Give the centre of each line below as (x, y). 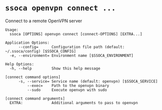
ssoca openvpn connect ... (61, 8)
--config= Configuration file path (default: (71, 47)
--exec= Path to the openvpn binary (68, 85)
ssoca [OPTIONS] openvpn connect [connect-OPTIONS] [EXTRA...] (76, 34)
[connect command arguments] (35, 98)
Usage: (12, 30)
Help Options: (20, 64)
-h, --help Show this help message (55, 68)
